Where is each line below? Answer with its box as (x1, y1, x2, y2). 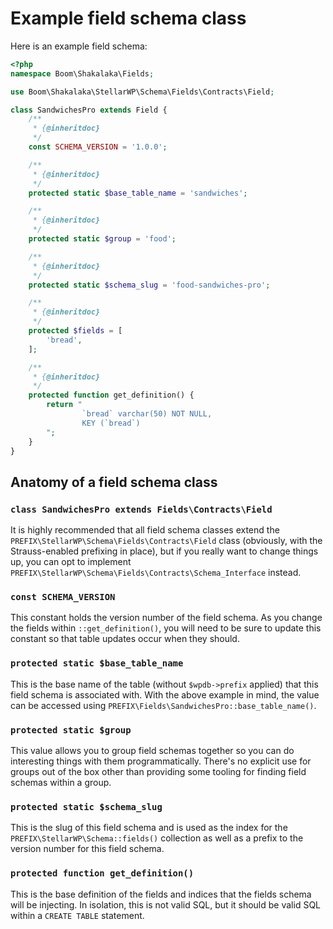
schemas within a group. (10, 777, 112, 789)
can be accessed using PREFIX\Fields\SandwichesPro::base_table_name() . (10, 699, 317, 711)
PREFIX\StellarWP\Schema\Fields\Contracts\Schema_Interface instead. (10, 567, 302, 579)
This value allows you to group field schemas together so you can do (10, 745, 295, 757)
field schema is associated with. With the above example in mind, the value (10, 688, 320, 701)
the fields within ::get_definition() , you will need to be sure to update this (10, 622, 322, 634)
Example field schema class (10, 7, 247, 30)
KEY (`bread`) (81, 418, 141, 428)
